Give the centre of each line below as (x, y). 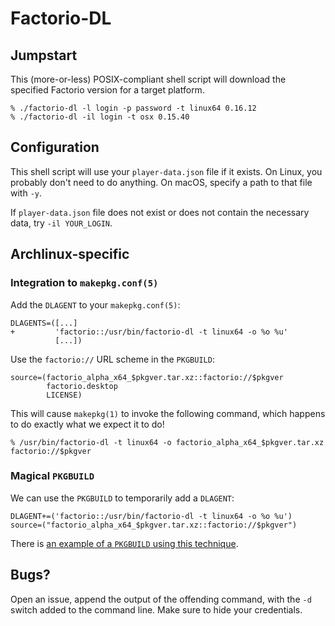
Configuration (55, 147)
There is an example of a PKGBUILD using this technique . (124, 543)
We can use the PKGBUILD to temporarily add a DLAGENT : (122, 498)
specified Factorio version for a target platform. (107, 90)
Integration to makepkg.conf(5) (84, 283)
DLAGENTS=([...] (44, 323)
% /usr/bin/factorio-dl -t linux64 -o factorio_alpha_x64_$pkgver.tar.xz (167, 442)
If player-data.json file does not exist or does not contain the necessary (160, 212)
